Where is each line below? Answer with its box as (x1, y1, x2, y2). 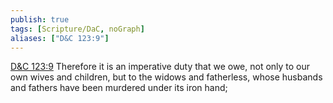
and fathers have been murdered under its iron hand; (10, 82, 228, 94)
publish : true (10, 14, 70, 25)
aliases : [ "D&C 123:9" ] (10, 33, 110, 43)
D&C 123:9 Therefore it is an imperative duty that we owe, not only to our (10, 61, 311, 73)
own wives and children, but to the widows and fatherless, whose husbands (10, 71, 323, 83)
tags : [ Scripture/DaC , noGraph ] (10, 24, 145, 34)
